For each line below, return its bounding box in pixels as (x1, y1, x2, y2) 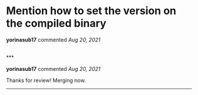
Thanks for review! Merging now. (6, 77, 86, 84)
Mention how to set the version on (6, 4, 177, 18)
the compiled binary (6, 17, 107, 30)
